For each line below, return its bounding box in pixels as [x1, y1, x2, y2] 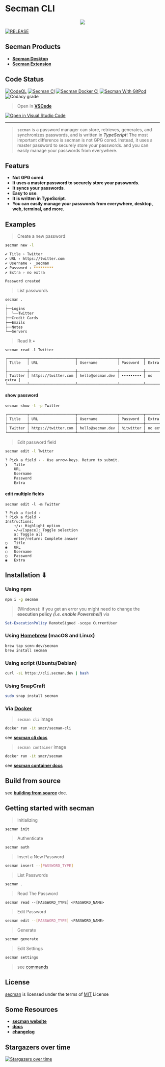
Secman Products [5, 43, 61, 51]
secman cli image [17, 716, 53, 722]
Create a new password [17, 233, 65, 239]
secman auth [5, 845, 29, 850]
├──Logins [5, 307, 26, 311]
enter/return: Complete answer [14, 536, 78, 541]
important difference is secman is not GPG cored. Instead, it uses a [17, 137, 153, 143]
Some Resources [5, 1005, 58, 1013]
